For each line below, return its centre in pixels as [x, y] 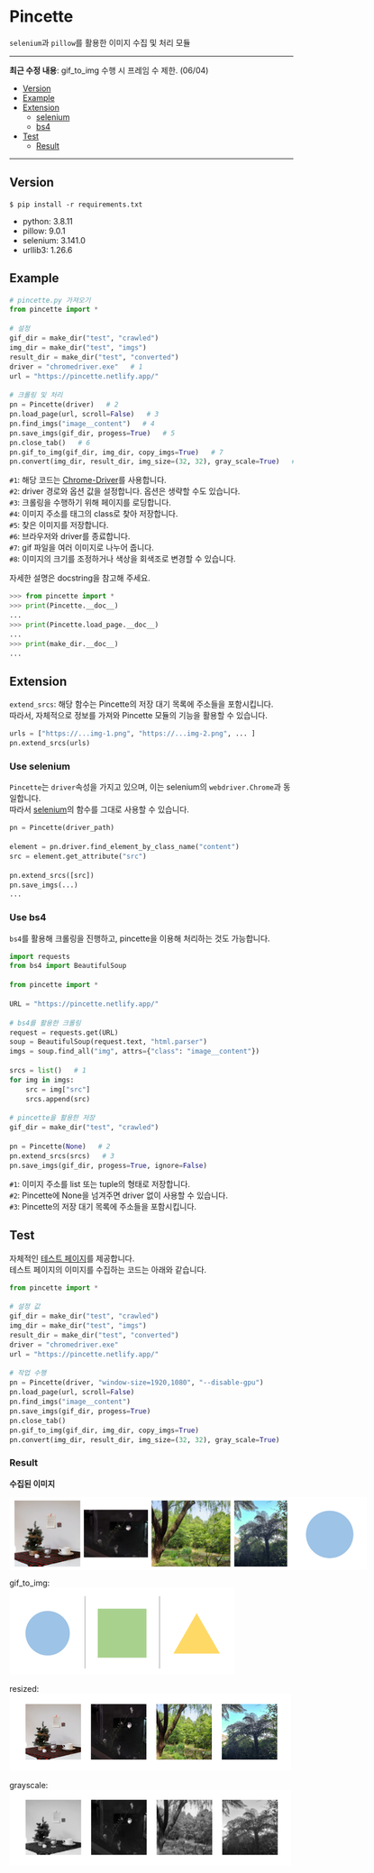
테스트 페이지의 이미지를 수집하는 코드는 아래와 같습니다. [108, 1269]
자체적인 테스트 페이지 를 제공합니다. [72, 1258]
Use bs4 [28, 918]
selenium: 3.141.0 [54, 240]
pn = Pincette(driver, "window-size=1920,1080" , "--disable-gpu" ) [137, 1383]
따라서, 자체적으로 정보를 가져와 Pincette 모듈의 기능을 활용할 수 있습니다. [139, 716]
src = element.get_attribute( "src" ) [78, 856]
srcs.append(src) [58, 1099]
